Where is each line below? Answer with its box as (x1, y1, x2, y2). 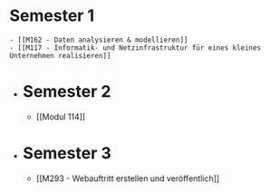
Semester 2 (22, 82, 111, 102)
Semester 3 (22, 143, 111, 164)
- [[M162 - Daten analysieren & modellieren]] (9, 35, 188, 44)
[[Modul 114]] (35, 110, 86, 122)
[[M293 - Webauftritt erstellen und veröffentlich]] (35, 173, 220, 184)
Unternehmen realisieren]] (9, 51, 111, 60)
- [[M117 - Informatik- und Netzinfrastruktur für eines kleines (9, 43, 261, 53)
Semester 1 (9, 5, 95, 26)
